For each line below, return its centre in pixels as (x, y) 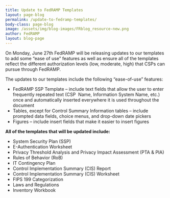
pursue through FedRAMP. (33, 69)
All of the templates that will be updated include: (58, 131)
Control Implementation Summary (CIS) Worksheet (66, 174)
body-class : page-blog (29, 24)
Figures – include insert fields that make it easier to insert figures (81, 121)
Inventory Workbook (34, 190)
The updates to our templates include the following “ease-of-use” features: (84, 79)
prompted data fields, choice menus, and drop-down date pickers (82, 116)
